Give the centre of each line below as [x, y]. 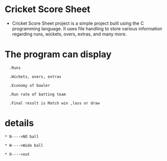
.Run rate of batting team [38, 94]
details [19, 123]
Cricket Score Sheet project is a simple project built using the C [78, 23]
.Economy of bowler [30, 85]
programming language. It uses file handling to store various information [87, 28]
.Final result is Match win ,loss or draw [54, 103]
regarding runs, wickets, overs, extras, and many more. [69, 34]
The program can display [58, 55]
